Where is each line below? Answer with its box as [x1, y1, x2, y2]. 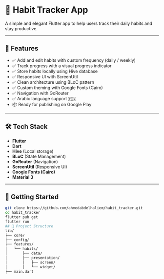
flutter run [5, 219, 29, 224]
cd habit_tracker [5, 210, 41, 215]
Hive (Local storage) [12, 148, 54, 154]
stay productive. [5, 25, 38, 31]
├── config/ [5, 237, 29, 242]
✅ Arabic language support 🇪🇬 [12, 95, 76, 101]
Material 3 [12, 174, 34, 180]
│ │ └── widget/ [5, 264, 56, 269]
